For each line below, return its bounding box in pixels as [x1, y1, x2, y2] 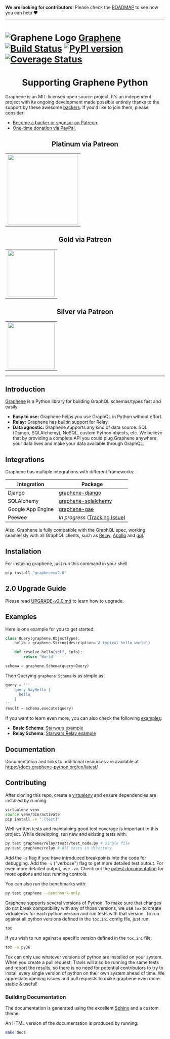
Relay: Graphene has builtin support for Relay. [12, 419, 109, 425]
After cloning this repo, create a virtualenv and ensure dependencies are [5, 792, 157, 798]
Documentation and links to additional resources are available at [5, 758, 139, 764]
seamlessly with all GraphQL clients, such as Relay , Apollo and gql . [5, 532, 144, 539]
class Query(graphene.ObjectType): [5, 636, 80, 641]
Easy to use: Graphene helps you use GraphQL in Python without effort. [12, 414, 163, 420]
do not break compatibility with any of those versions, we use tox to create [5, 905, 161, 911]
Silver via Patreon [56, 308, 114, 316]
